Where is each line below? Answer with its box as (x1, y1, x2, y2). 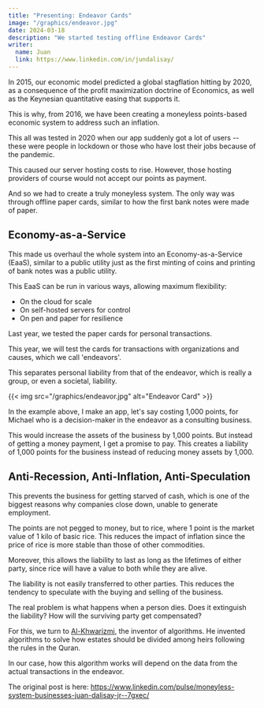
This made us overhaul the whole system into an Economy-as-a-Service (8, 249, 243, 259)
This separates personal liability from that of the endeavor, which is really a (8, 368, 252, 377)
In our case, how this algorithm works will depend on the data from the (8, 658, 238, 668)
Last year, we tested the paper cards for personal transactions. (8, 328, 213, 338)
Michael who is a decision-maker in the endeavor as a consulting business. (8, 415, 252, 425)
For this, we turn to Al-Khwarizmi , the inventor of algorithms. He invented (8, 626, 246, 635)
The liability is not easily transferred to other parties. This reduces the (8, 579, 235, 588)
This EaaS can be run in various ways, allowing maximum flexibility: (8, 281, 227, 290)
